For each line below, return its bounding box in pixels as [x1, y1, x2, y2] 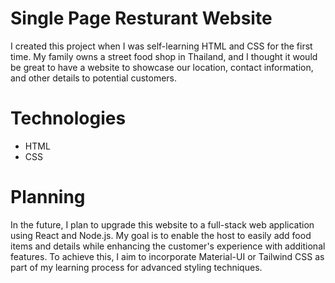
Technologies [10, 107, 127, 130]
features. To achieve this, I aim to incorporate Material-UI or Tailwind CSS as [10, 250, 325, 262]
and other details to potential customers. [10, 72, 178, 84]
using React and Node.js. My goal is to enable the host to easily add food [10, 229, 312, 241]
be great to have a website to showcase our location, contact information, [10, 61, 314, 73]
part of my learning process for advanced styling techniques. [10, 261, 263, 273]
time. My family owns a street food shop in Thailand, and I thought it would [10, 50, 318, 62]
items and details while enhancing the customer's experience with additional [10, 240, 326, 252]
